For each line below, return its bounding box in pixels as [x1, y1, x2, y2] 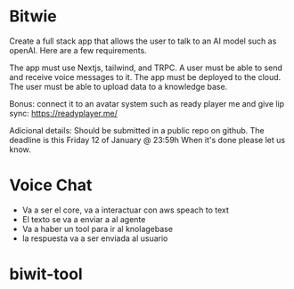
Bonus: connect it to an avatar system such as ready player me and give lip [9, 98, 285, 108]
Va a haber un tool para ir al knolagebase [21, 223, 174, 234]
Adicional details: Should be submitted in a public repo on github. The [9, 124, 265, 135]
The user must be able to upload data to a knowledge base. [9, 81, 228, 92]
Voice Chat [9, 175, 93, 196]
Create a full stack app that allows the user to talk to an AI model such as [9, 36, 277, 46]
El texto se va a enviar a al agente [21, 213, 146, 224]
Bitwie [9, 6, 57, 27]
